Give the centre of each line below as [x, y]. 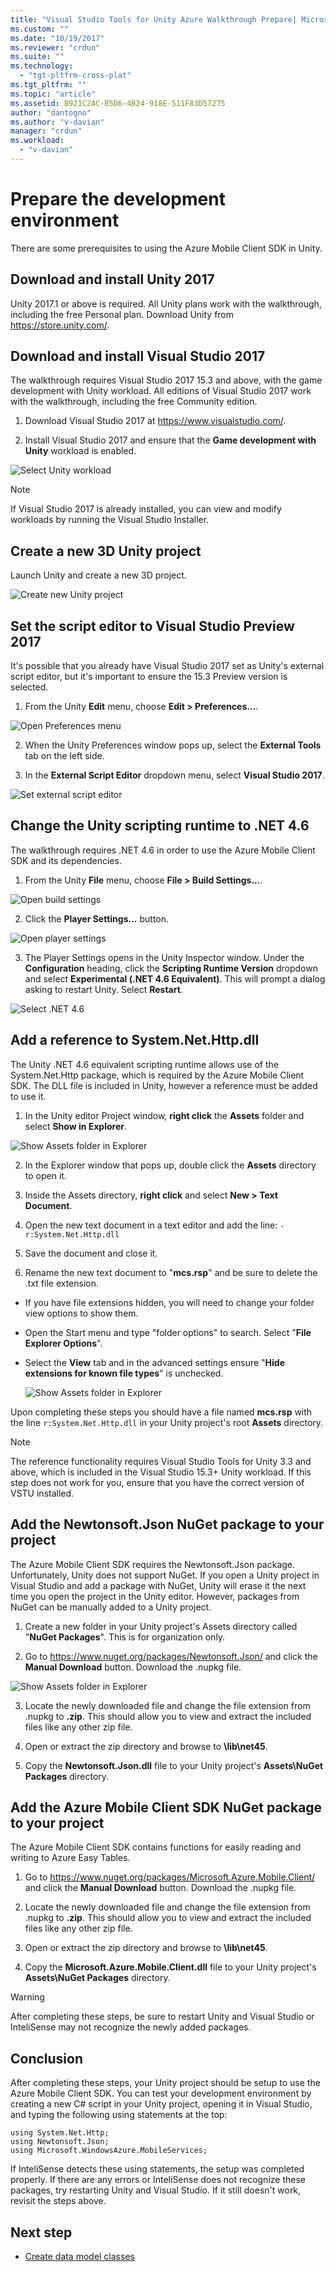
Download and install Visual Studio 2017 [138, 356]
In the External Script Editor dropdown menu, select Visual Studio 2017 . [174, 775]
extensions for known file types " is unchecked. [124, 1373]
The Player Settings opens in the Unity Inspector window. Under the [164, 957]
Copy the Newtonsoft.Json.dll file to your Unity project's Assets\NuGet [174, 1765]
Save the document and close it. [91, 1253]
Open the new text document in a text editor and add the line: [151, 1225]
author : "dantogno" [51, 112]
